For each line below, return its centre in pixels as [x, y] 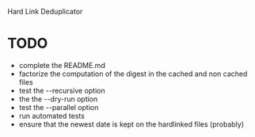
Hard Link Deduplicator [45, 11]
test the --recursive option [62, 90]
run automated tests [51, 116]
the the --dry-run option [58, 99]
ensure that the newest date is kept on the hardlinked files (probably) [131, 124]
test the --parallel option [59, 107]
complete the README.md [62, 65]
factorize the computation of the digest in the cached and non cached [133, 74]
